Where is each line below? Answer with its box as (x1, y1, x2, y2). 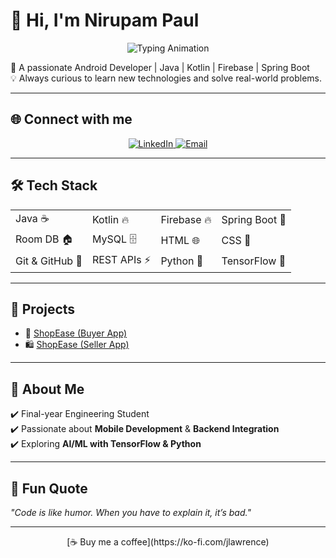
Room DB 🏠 (15, 232, 74, 246)
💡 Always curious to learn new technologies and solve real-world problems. (10, 72, 322, 84)
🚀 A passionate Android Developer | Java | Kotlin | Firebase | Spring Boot (10, 61, 310, 73)
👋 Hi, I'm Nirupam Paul (10, 9, 200, 32)
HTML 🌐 (160, 234, 201, 248)
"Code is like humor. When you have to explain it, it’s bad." (10, 507, 252, 518)
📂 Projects (10, 300, 76, 318)
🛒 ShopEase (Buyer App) (24, 327, 128, 339)
